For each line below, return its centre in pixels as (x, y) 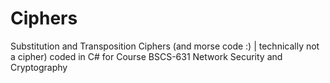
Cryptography (39, 67)
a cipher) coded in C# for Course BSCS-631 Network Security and (146, 56)
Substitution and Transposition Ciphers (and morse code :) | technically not (165, 46)
